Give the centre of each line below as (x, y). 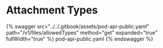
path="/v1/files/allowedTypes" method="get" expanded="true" (82, 32)
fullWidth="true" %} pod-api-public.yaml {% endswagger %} (80, 39)
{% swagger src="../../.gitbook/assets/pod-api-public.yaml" (78, 26)
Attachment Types (52, 10)
